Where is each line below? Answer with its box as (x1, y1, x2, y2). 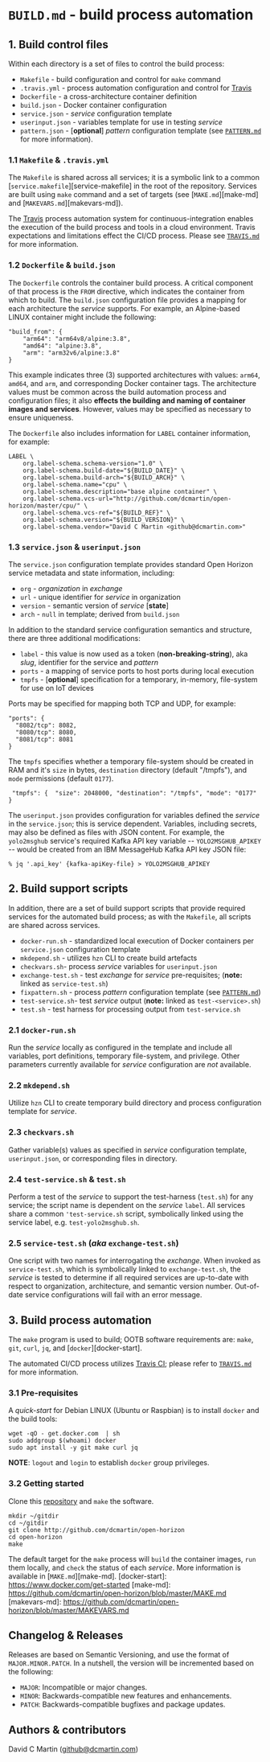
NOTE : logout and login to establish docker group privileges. (8, 1458, 210, 1468)
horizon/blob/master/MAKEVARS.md (8, 1605, 129, 1615)
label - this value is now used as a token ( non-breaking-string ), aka (19, 649, 248, 659)
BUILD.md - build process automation (8, 6, 254, 24)
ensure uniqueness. (8, 413, 74, 422)
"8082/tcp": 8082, (15, 721, 78, 729)
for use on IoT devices (19, 683, 94, 692)
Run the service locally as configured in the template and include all (8, 1043, 233, 1052)
